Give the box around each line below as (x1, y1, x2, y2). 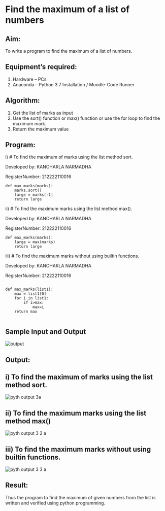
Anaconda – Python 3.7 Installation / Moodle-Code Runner (12, 81, 135, 87)
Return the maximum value (12, 126, 69, 132)
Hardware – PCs (12, 76, 47, 82)
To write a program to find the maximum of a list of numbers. (5, 48, 133, 54)
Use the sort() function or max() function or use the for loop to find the (12, 115, 160, 121)
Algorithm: (5, 96, 40, 105)
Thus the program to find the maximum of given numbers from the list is (5, 494, 156, 500)
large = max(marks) (14, 240, 56, 245)
